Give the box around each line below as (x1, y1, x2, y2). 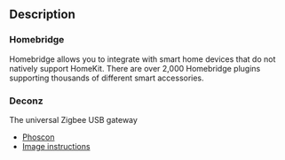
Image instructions (21, 141, 91, 151)
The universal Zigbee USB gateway (9, 114, 138, 125)
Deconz (9, 95, 44, 107)
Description (9, 7, 75, 22)
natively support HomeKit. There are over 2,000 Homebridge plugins (9, 63, 261, 73)
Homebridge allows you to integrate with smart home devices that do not (9, 53, 276, 65)
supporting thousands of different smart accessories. (9, 72, 204, 83)
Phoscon (21, 132, 55, 142)
